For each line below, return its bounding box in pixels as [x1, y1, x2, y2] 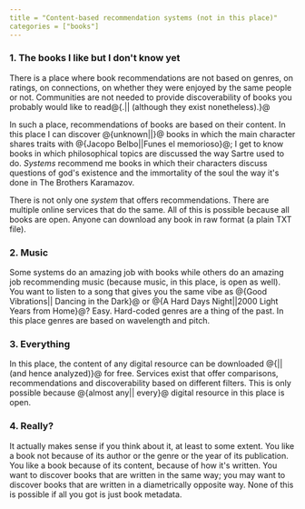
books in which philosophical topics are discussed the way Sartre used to [9, 147, 284, 159]
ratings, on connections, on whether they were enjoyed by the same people [9, 82, 292, 93]
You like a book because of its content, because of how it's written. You [9, 460, 278, 471]
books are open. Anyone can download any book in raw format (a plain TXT [9, 214, 292, 225]
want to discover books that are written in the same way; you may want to [9, 469, 286, 480]
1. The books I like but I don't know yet [9, 52, 181, 65]
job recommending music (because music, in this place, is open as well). [9, 276, 281, 287]
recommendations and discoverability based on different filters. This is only [9, 378, 292, 389]
